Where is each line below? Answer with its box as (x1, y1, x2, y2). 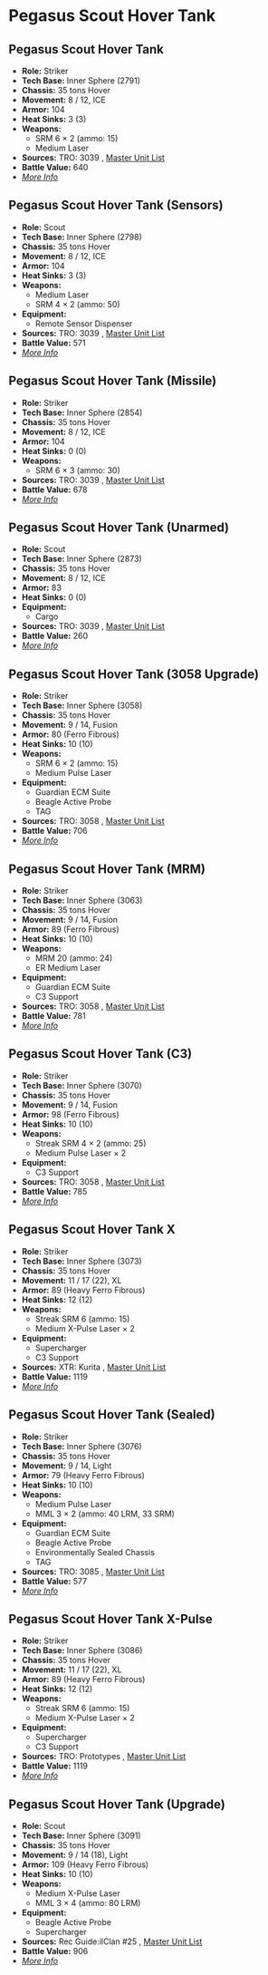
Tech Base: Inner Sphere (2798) (21, 231, 142, 242)
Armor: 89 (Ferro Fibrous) (21, 924, 120, 934)
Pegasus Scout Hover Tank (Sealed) (8, 1407, 215, 1423)
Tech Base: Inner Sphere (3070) (21, 1079, 142, 1090)
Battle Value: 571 (21, 337, 86, 348)
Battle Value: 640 (21, 162, 89, 172)
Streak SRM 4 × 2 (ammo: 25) (34, 1138, 147, 1148)
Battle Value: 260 (21, 631, 89, 642)
